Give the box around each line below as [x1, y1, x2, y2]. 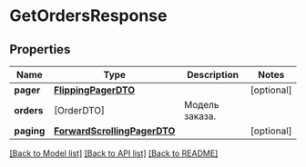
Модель [183, 99, 219, 111]
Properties [9, 42, 71, 57]
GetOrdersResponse [9, 5, 168, 26]
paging [14, 124, 46, 137]
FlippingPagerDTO [54, 83, 136, 96]
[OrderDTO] [54, 104, 106, 116]
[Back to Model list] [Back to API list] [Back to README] [9, 148, 219, 159]
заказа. [183, 110, 217, 123]
